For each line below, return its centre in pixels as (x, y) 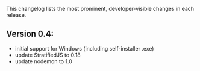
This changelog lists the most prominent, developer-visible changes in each (100, 9)
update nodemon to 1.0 (43, 61)
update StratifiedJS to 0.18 (48, 55)
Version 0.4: (30, 34)
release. (16, 15)
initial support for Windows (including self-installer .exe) (84, 48)
